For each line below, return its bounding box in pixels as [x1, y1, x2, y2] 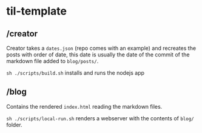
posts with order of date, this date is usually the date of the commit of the [6, 51, 190, 58]
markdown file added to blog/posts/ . [6, 58, 99, 64]
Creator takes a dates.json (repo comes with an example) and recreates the [6, 44, 196, 52]
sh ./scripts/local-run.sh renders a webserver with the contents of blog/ [6, 114, 194, 122]
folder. [6, 121, 22, 128]
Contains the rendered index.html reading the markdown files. [6, 103, 163, 110]
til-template [6, 4, 67, 18]
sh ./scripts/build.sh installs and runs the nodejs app [6, 69, 144, 77]
